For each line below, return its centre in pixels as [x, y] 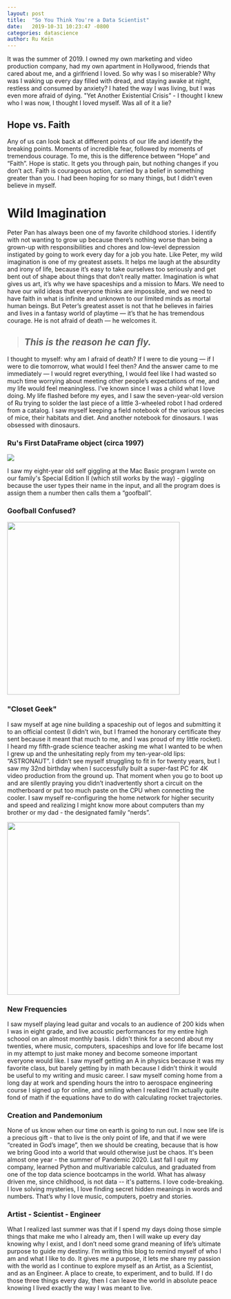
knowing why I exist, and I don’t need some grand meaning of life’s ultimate [114, 1244]
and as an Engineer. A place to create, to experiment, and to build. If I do [110, 1273]
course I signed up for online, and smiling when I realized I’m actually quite [113, 1090]
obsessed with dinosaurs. [44, 425]
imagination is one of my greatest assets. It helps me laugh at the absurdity [114, 262]
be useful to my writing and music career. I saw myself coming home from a [115, 1075]
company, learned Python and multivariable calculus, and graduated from [111, 1167]
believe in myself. [32, 185]
